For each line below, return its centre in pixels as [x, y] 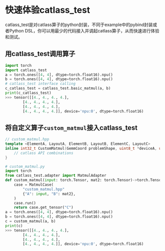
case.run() [25, 203]
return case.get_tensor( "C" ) [44, 208]
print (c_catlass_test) [28, 93]
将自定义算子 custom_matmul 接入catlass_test [71, 127]
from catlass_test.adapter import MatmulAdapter [56, 176]
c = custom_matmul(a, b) [30, 222]
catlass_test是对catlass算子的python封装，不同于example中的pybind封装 [79, 25]
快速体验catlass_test [48, 10]
